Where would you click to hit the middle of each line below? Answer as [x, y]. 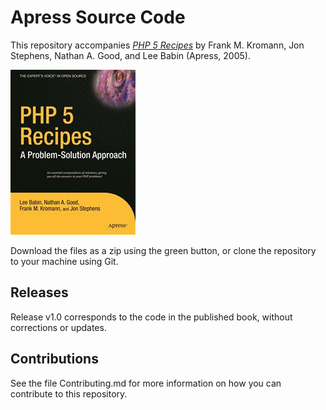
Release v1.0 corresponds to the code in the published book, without [151, 317]
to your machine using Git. [64, 261]
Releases [39, 292]
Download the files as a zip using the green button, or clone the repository [163, 250]
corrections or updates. [58, 327]
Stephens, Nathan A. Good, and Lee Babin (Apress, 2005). [130, 55]
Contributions [54, 359]
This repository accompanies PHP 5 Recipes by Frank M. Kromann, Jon [157, 45]
